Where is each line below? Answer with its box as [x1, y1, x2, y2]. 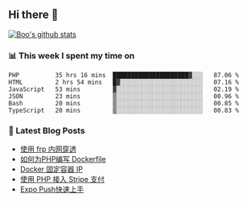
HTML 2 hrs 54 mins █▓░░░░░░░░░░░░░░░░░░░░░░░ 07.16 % [8, 78, 240, 87]
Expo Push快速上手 [19, 184, 84, 194]
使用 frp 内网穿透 [19, 144, 76, 154]
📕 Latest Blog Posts [8, 126, 86, 137]
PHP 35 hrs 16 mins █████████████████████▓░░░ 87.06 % [8, 72, 240, 80]
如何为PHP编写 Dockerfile [19, 155, 106, 164]
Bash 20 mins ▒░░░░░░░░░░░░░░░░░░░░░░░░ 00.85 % [8, 100, 240, 108]
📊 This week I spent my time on [8, 50, 135, 61]
